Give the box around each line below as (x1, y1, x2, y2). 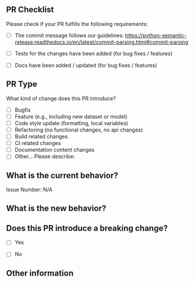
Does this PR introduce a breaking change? (6, 223, 168, 233)
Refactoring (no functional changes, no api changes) (14, 126, 143, 133)
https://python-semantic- (125, 32, 187, 39)
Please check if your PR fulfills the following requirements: (6, 20, 148, 27)
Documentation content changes (14, 146, 95, 153)
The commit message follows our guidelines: (14, 32, 124, 39)
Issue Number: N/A (6, 186, 53, 194)
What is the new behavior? (6, 203, 106, 213)
